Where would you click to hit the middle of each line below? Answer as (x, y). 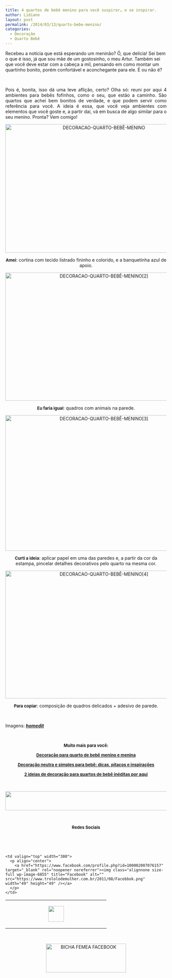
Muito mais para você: (86, 745)
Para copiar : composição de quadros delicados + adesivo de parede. (86, 706)
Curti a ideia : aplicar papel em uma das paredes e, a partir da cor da (86, 558)
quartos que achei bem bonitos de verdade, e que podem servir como (86, 100)
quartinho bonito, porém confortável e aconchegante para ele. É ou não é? (84, 69)
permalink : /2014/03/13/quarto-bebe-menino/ (53, 24)
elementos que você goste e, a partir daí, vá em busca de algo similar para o (86, 112)
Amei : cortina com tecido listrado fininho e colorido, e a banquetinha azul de (86, 260)
